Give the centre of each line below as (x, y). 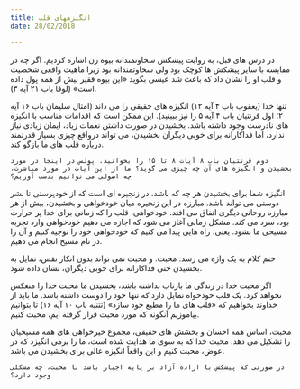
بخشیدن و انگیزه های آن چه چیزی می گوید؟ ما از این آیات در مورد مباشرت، (152, 168)
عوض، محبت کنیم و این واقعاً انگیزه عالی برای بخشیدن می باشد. (118, 350)
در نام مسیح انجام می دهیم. (56, 240)
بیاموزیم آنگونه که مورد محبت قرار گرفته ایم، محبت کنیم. (105, 314)
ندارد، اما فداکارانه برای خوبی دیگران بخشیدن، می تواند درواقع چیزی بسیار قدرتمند (147, 134)
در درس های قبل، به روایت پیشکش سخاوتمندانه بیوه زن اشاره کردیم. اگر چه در (143, 59)
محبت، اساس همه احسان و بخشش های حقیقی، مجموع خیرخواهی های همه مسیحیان (151, 331)
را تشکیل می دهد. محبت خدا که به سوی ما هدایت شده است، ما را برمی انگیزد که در (150, 341)
